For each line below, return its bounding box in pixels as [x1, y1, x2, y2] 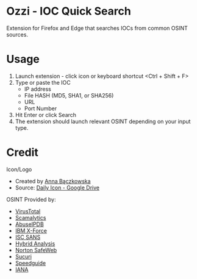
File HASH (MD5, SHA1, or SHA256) [24, 91, 114, 99]
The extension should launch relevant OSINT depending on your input [15, 118, 191, 125]
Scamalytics [15, 214, 46, 221]
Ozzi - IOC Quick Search [6, 4, 131, 18]
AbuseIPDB [15, 221, 44, 228]
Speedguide [15, 259, 46, 266]
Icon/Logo [6, 166, 32, 173]
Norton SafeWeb [15, 246, 57, 253]
